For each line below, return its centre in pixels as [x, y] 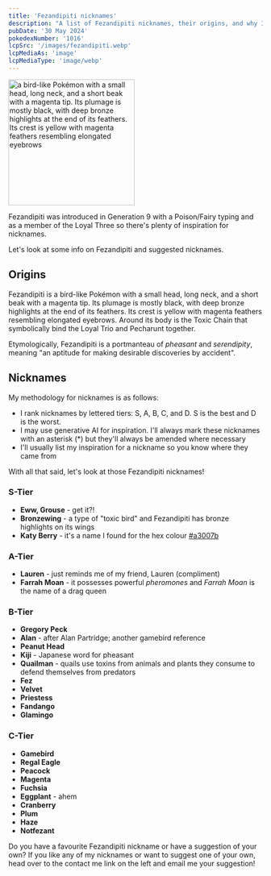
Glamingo [37, 715]
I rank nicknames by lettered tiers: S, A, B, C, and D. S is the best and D [138, 413]
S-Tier [21, 492]
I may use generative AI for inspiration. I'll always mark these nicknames [140, 430]
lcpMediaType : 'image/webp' [56, 61]
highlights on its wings [57, 527]
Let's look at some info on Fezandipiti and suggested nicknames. [116, 249]
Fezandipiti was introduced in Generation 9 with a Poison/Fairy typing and [131, 216]
